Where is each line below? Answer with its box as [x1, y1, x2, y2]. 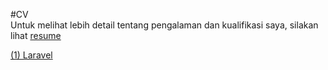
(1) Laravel [10, 49, 53, 61]
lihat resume [10, 30, 62, 41]
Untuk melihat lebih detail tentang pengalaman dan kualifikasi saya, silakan [10, 19, 319, 31]
